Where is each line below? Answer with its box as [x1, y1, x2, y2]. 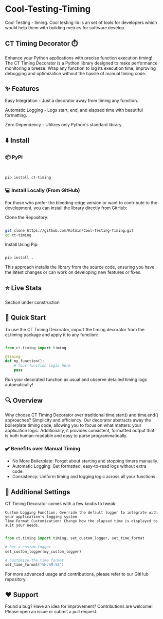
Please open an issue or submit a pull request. [5, 609, 98, 615]
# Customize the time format [5, 558, 64, 563]
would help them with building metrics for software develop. [5, 24, 126, 30]
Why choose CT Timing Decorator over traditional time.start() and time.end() [5, 412, 159, 418]
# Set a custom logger [5, 544, 51, 549]
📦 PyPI [5, 154, 23, 160]
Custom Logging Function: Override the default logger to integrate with [5, 510, 158, 515]
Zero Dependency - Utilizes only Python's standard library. [5, 121, 123, 127]
